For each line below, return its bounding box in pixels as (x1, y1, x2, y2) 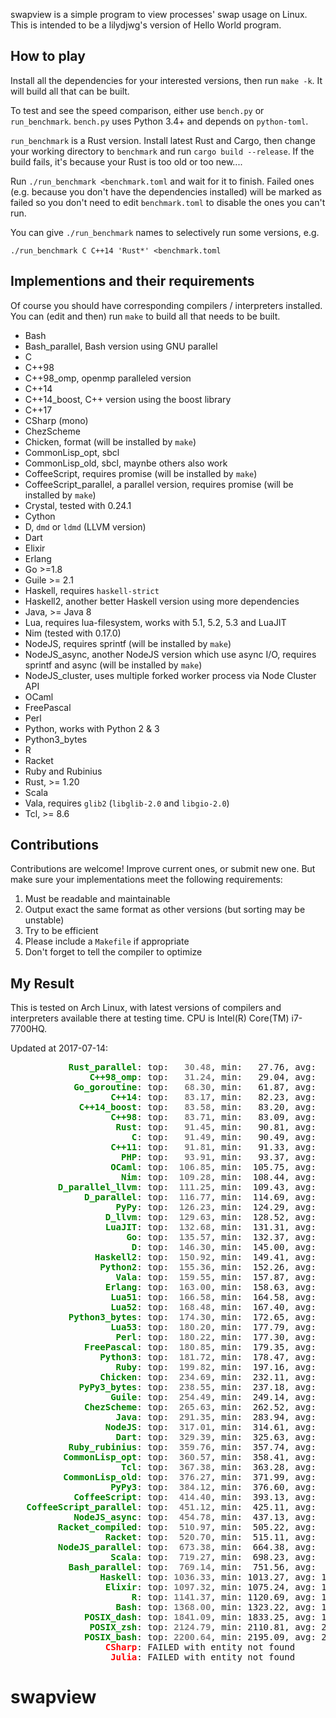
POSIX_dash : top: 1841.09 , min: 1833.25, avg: (84, 1612, 317, 1623)
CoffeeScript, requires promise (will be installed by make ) (24, 467, 258, 479)
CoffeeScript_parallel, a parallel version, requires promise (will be (24, 478, 294, 490)
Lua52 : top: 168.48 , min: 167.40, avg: (110, 1302, 317, 1313)
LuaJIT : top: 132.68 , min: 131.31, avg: (104, 1222, 317, 1233)
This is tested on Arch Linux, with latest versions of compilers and (10, 1002, 282, 1014)
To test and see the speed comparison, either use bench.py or (10, 104, 265, 116)
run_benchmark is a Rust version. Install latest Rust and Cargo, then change (10, 134, 316, 146)
